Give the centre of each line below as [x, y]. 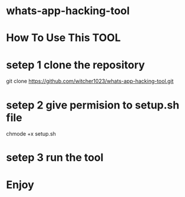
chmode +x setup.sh [31, 134]
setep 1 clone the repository [76, 65]
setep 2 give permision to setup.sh [93, 105]
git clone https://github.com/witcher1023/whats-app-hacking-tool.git [90, 81]
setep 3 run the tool [55, 158]
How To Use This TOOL [63, 38]
